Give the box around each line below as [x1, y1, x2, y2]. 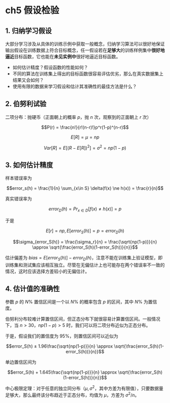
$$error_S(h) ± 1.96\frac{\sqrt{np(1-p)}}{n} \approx [6, 343, 113, 349]
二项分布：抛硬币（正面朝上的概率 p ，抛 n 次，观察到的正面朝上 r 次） [5, 114, 152, 120]
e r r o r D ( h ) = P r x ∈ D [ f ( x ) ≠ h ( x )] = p [48, 206, 122, 213]
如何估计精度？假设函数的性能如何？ [12, 64, 89, 70]
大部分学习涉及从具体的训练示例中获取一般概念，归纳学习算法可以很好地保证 [5, 41, 165, 47]
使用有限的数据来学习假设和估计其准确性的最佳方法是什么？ [12, 83, 137, 89]
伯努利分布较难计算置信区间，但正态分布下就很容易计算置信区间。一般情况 [5, 316, 160, 322]
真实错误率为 [5, 196, 32, 202]
